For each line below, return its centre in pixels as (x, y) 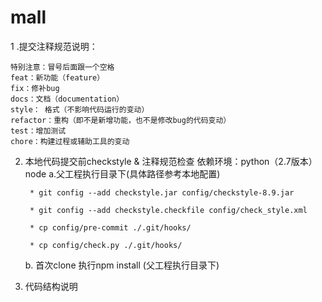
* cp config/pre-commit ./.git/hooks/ (110, 227)
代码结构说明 (51, 286)
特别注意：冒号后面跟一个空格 (62, 67)
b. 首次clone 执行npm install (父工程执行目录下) (122, 265)
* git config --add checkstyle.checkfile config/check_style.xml (168, 210)
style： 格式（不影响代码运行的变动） (80, 109)
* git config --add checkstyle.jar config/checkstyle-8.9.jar (162, 192)
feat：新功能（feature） (57, 77)
